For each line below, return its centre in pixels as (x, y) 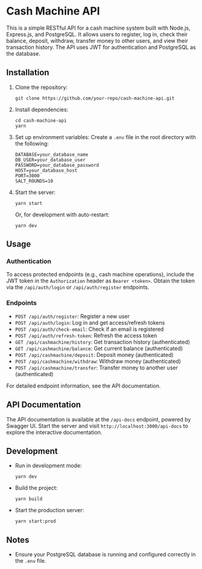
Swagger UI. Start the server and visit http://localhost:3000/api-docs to (97, 426)
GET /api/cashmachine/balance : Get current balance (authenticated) (99, 348)
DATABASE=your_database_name (52, 154)
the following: (32, 143)
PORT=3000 (27, 176)
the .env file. (30, 561)
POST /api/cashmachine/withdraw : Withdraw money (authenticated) (98, 361)
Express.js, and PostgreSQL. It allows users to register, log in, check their (97, 34)
